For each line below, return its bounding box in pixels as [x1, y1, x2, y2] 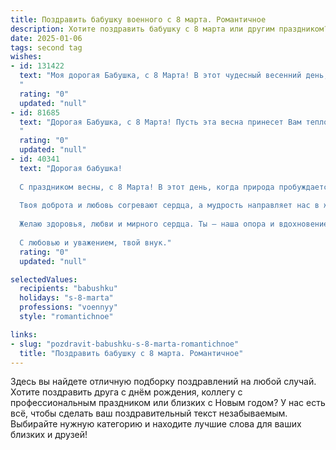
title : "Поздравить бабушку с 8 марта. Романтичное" [19, 348, 244, 358]
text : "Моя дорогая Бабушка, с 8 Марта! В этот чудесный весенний [19, 71, 302, 81]
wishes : [10, 52, 43, 62]
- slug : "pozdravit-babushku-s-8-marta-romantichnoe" [10, 339, 240, 349]
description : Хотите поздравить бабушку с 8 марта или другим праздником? [10, 24, 329, 34]
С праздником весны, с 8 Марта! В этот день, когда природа [19, 182, 275, 192]
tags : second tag [10, 42, 83, 53]
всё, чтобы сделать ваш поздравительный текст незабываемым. [10, 407, 288, 420]
